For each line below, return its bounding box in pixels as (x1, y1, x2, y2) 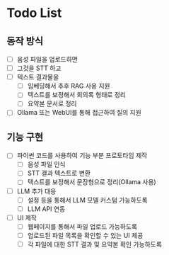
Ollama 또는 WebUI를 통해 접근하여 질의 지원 (16, 108, 142, 117)
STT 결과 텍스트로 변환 (27, 169, 91, 178)
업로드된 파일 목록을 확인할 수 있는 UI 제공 (27, 231, 144, 239)
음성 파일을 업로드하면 (16, 55, 78, 63)
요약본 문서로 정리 (27, 99, 77, 108)
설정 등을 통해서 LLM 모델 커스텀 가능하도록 (27, 195, 148, 204)
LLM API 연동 (27, 204, 66, 213)
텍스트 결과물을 (16, 73, 59, 81)
